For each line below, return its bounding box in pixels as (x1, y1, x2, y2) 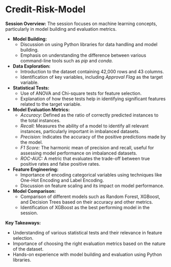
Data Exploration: (12, 63, 51, 69)
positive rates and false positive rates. (20, 161, 101, 167)
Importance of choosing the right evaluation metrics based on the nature (12, 240, 166, 247)
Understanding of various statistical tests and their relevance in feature (12, 229, 162, 236)
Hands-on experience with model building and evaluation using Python (12, 251, 162, 257)
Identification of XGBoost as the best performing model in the (20, 204, 150, 210)
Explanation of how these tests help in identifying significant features (20, 96, 166, 102)
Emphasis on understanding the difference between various (20, 52, 146, 58)
